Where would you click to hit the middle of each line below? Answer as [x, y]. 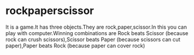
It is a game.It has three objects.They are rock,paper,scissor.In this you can [96, 27]
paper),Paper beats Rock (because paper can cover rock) [75, 46]
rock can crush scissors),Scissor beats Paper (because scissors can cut [93, 39]
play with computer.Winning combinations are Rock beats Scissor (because [97, 33]
